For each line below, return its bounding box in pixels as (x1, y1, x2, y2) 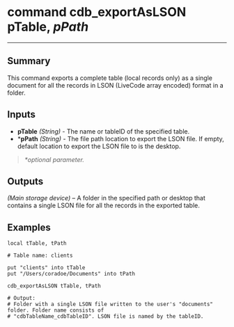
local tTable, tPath (7, 240, 68, 247)
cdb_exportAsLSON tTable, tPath (7, 282, 101, 289)
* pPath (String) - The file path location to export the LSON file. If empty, (17, 134, 224, 143)
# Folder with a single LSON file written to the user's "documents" (7, 301, 214, 308)
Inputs (7, 109, 36, 120)
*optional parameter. (24, 155, 85, 163)
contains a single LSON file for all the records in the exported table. (7, 201, 200, 209)
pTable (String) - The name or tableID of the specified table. (17, 127, 190, 136)
